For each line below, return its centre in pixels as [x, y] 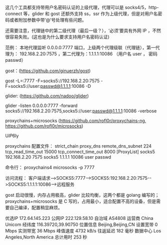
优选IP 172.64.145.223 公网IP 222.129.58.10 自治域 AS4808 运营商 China [79, 218]
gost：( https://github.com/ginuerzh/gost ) [48, 71]
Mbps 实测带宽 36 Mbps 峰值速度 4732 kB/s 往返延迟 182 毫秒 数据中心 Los [83, 231]
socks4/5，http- [142, 7]
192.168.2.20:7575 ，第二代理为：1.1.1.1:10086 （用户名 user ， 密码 [89, 54]
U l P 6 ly [12, 136]
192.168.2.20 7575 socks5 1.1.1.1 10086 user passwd [58, 157]
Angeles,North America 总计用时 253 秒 [46, 237]
